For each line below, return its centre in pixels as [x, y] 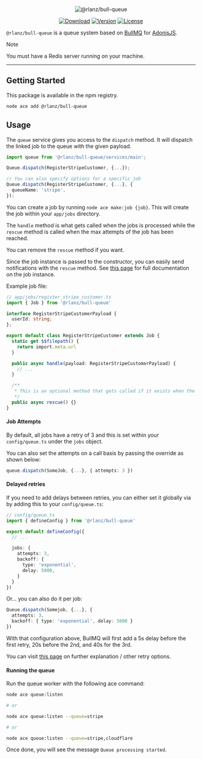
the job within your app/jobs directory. [54, 214]
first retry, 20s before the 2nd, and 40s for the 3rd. [69, 644]
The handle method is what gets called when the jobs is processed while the [101, 225]
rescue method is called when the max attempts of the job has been [90, 232]
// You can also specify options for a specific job [74, 179]
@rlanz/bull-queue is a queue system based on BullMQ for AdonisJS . [92, 33]
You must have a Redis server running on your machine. [75, 56]
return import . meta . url [47, 347]
